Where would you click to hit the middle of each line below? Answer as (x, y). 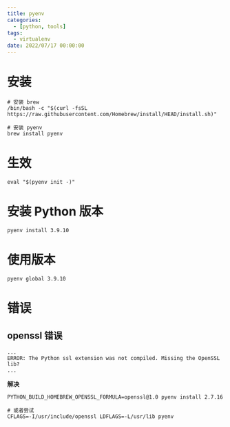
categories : (24, 20)
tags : (15, 33)
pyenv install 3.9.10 (38, 230)
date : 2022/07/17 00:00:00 (46, 46)
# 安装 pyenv (25, 127)
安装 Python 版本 (55, 212)
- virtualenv (32, 39)
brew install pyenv (35, 133)
